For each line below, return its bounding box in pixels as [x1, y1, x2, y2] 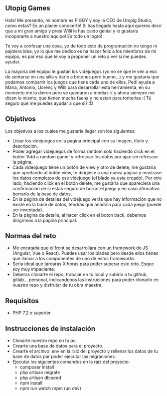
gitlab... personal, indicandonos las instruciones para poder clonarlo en [12, 277, 159, 283]
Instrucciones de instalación [5, 324, 96, 333]
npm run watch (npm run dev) [19, 386, 81, 392]
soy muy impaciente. [12, 266, 56, 272]
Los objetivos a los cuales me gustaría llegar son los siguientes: [5, 128, 136, 134]
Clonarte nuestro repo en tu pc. [12, 338, 77, 344]
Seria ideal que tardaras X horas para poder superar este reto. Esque [12, 261, 155, 267]
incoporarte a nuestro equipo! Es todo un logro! [5, 33, 103, 39]
